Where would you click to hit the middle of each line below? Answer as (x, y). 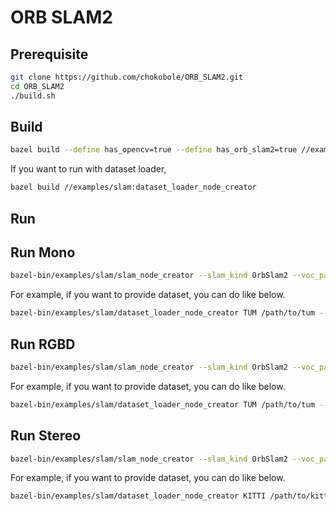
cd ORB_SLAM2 (37, 86)
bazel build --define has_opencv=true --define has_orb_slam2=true (154, 150)
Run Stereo (46, 436)
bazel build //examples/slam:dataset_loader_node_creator (133, 187)
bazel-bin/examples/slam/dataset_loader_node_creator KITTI (138, 496)
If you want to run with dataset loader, (88, 169)
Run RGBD (43, 344)
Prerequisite (49, 54)
